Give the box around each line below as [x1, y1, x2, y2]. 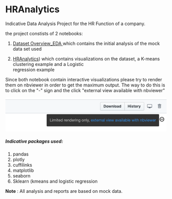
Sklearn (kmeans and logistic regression [12, 178, 98, 185]
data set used [12, 46, 42, 52]
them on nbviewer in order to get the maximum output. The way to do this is [5, 82, 165, 88]
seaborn [12, 173, 31, 179]
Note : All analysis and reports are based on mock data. [5, 188, 123, 194]
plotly [12, 157, 25, 163]
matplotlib [12, 167, 34, 173]
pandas [12, 151, 29, 157]
